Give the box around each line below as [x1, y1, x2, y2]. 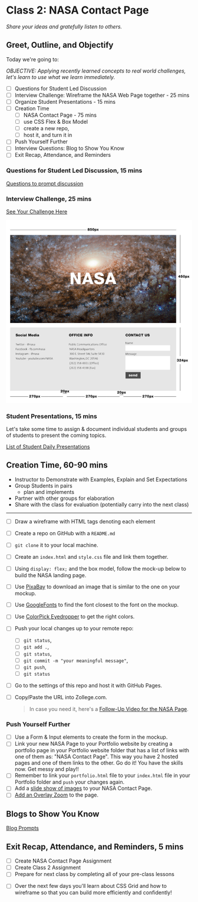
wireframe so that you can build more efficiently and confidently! [14, 889, 172, 896]
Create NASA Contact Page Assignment [14, 857, 112, 864]
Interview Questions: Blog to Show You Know [14, 145, 125, 152]
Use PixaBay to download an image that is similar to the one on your [14, 583, 180, 590]
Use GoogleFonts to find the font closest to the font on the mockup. [14, 601, 179, 608]
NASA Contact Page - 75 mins [23, 111, 97, 118]
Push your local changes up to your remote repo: [14, 625, 134, 632]
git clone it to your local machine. [14, 541, 98, 548]
